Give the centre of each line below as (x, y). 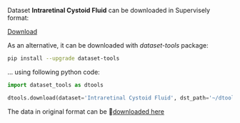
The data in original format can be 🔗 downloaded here (86, 111)
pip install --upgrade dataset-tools (64, 58)
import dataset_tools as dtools (55, 85)
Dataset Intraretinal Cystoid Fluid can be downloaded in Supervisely (109, 10)
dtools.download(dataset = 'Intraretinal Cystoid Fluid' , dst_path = (108, 98)
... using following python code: (54, 72)
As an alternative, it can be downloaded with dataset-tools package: (108, 45)
